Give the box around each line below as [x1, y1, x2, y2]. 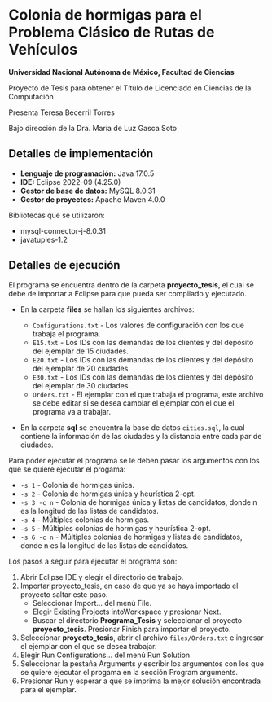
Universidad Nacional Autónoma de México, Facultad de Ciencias [8, 67, 235, 77]
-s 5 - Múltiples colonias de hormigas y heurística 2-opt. [20, 523, 212, 533]
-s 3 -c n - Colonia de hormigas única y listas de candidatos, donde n [20, 497, 258, 507]
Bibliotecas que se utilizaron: [8, 210, 106, 220]
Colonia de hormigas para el [8, 6, 202, 24]
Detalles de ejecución [8, 258, 121, 272]
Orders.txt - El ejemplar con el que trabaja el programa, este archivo [32, 389, 264, 399]
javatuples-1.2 [20, 235, 68, 244]
